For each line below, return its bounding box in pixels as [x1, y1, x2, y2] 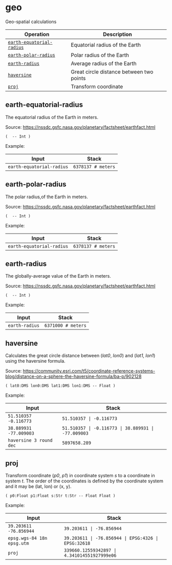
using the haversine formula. [5, 358, 66, 364]
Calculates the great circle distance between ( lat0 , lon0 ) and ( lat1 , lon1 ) [5, 353, 156, 359]
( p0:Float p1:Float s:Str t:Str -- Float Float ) [5, 493, 116, 498]
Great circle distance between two [71, 68, 154, 75]
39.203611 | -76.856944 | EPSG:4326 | [63, 535, 159, 541]
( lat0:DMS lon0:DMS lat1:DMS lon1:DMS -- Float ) [5, 383, 116, 388]
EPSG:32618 [63, 540, 91, 546]
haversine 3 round [8, 438, 53, 443]
